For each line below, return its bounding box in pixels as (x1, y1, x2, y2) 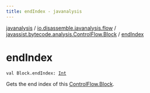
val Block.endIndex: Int (6, 70, 67, 76)
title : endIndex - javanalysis (6, 8, 82, 15)
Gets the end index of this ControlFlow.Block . (6, 80, 115, 87)
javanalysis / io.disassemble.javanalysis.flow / (6, 24, 117, 31)
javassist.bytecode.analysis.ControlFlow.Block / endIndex (6, 30, 144, 38)
